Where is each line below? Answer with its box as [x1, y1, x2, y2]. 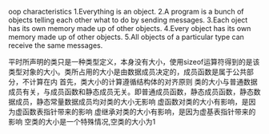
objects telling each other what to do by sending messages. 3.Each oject [8, 15, 248, 25]
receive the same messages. [8, 41, 103, 50]
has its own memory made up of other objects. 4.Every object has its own [8, 24, 251, 33]
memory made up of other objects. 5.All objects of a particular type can [8, 32, 244, 41]
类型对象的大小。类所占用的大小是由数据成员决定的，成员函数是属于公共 [8, 67, 247, 77]
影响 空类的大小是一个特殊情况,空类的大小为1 [8, 117, 156, 126]
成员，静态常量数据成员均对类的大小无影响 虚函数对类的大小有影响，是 [14, 97, 249, 106]
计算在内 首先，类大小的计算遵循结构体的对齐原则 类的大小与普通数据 [29, 77, 258, 86]
